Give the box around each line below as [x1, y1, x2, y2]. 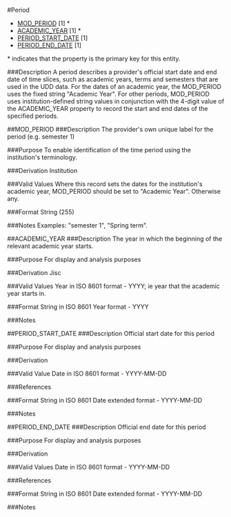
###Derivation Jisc [7, 269, 61, 276]
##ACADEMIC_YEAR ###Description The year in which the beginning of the [7, 234, 223, 243]
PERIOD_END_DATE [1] [17, 41, 81, 49]
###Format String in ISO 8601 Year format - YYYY [7, 303, 150, 311]
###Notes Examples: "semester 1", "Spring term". [7, 221, 148, 230]
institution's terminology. [7, 153, 78, 161]
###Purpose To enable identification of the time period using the [7, 146, 192, 154]
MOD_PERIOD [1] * [17, 19, 70, 27]
